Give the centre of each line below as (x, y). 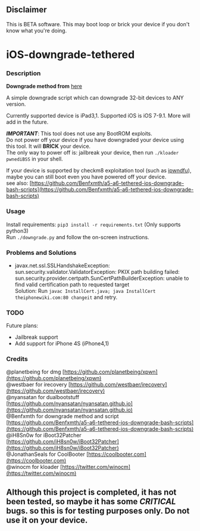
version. (16, 104)
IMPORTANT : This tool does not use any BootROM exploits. (79, 134)
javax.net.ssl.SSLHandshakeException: (62, 265)
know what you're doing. (37, 30)
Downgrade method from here (44, 87)
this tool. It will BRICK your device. (49, 146)
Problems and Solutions (41, 252)
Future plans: (22, 326)
